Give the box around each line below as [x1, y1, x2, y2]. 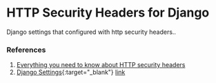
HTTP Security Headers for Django [6, 5, 210, 21]
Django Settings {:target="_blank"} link [16, 68, 126, 77]
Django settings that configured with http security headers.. [6, 28, 177, 36]
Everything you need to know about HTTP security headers [16, 61, 186, 69]
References [6, 45, 46, 55]
